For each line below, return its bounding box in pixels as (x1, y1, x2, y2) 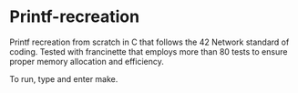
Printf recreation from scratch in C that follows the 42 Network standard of (9, 36, 290, 47)
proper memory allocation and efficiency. (9, 56, 164, 67)
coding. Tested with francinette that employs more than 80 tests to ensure (9, 46, 288, 57)
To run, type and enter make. (9, 73, 118, 84)
